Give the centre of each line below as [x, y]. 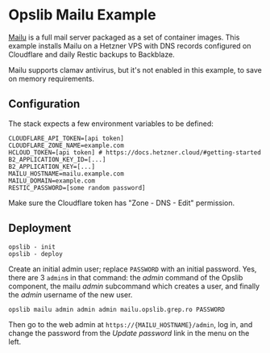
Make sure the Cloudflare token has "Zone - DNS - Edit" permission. [122, 203]
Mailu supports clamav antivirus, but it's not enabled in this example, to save [135, 69]
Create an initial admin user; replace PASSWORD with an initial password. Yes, [133, 269]
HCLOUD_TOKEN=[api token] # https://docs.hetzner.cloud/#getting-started [135, 152]
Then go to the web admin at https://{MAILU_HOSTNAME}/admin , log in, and [131, 324]
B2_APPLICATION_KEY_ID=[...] [57, 159]
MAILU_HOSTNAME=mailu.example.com [66, 174]
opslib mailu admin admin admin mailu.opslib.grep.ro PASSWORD [117, 309]
